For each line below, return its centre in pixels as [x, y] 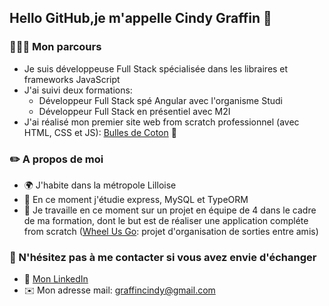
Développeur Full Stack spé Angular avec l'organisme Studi [160, 100]
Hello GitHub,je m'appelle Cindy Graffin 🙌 [140, 18]
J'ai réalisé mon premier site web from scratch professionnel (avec [161, 122]
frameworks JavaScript [72, 79]
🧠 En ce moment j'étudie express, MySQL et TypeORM [136, 199]
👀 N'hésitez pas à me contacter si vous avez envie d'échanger [163, 257]
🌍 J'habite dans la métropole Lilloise [100, 185]
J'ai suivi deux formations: [78, 90]
